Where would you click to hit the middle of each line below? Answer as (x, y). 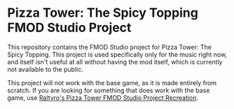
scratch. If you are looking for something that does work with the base (109, 90)
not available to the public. (46, 69)
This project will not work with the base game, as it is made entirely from (112, 82)
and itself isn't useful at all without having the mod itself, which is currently (115, 61)
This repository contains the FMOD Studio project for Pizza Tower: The (110, 47)
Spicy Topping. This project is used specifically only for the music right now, (117, 54)
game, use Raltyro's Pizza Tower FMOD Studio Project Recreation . (103, 97)
